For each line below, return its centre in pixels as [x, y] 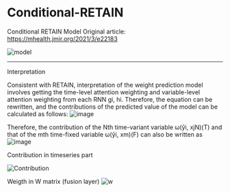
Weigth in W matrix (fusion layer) [53, 181]
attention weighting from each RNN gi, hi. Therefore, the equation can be [110, 99]
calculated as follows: [38, 113]
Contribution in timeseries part [50, 154]
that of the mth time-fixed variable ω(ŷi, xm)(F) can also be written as [105, 134]
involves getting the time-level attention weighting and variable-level [104, 92]
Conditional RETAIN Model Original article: [66, 31]
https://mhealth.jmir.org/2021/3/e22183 [62, 38]
